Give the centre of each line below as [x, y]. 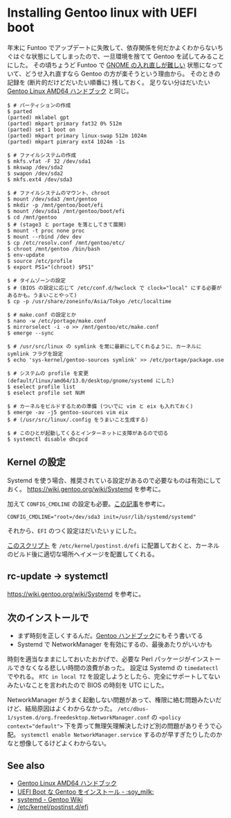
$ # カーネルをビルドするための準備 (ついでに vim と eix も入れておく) [100, 406]
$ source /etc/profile [40, 261]
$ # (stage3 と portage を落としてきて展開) [67, 224]
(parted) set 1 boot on [41, 130]
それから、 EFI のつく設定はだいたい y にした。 [74, 530]
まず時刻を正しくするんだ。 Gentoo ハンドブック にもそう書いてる [110, 636]
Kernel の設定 [36, 462]
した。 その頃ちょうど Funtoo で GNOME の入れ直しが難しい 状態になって [118, 65]
